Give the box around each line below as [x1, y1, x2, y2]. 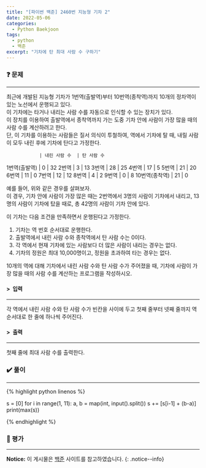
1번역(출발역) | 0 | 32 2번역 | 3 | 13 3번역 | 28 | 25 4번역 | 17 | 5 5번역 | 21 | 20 [6, 164, 197, 172]
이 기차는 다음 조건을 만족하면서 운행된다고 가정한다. [6, 213, 131, 221]
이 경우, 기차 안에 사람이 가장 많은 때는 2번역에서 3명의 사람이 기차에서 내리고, [6, 193, 193, 200]
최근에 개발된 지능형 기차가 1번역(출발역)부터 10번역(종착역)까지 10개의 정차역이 [6, 93, 196, 101]
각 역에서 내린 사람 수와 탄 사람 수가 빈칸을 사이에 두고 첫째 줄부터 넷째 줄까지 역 [6, 305, 197, 313]
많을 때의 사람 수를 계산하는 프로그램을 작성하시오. [12, 270, 132, 277]
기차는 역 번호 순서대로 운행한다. [15, 226, 93, 234]
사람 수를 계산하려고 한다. [6, 124, 67, 131]
